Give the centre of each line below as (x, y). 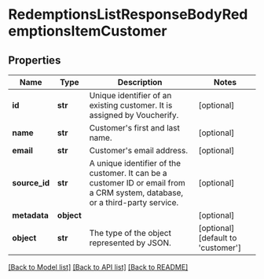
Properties (35, 60)
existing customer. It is (131, 105)
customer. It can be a (128, 173)
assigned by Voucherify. (134, 115)
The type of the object (130, 233)
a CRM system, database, (136, 193)
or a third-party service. (134, 202)
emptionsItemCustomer (88, 31)
